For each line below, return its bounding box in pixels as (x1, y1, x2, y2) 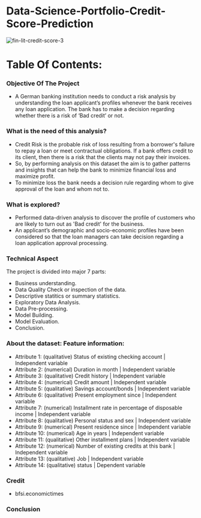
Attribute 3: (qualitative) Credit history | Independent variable (14, 372, 166, 379)
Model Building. (14, 312, 54, 319)
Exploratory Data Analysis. (14, 299, 81, 306)
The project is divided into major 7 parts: (6, 268, 107, 276)
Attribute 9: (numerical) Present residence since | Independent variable (14, 423, 191, 430)
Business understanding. (14, 280, 77, 287)
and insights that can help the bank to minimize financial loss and (14, 166, 176, 173)
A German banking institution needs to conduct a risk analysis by (14, 93, 176, 100)
